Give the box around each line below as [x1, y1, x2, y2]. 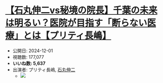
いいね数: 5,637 [12, 60, 46, 66]
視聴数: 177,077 [12, 54, 45, 60]
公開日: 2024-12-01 [12, 48, 53, 54]
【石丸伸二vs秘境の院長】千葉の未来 [5, 5, 158, 16]
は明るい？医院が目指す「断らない [5, 17, 148, 29]
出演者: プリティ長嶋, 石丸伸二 [12, 66, 75, 72]
